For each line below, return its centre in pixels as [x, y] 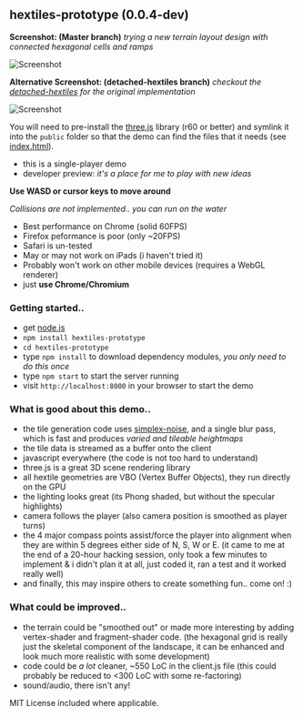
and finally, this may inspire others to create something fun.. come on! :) [157, 584]
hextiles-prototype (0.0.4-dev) [99, 15]
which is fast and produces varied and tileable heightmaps [133, 439]
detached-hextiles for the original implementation [102, 91]
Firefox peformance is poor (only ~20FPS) [101, 236]
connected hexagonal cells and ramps [81, 46]
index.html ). [32, 146]
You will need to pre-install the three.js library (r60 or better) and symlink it [149, 126]
